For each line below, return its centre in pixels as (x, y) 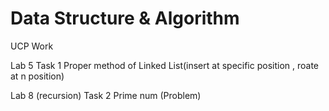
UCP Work (32, 46)
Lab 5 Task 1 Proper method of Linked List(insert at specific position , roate (165, 65)
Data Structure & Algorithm (125, 18)
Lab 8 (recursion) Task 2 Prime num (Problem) (106, 95)
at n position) (37, 76)
